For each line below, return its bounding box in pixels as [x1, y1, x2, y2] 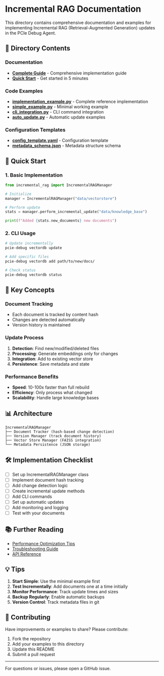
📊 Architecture [5, 410, 53, 418]
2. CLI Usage [5, 230, 36, 237]
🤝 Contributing [5, 613, 51, 622]
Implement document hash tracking [12, 477, 84, 483]
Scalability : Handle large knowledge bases [12, 395, 99, 400]
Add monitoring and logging [12, 504, 69, 510]
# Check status [5, 268, 36, 273]
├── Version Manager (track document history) [5, 433, 102, 439]
